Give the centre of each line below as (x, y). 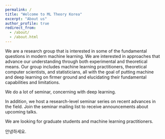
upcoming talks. (21, 111)
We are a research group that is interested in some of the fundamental (76, 51)
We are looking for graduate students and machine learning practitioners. (79, 121)
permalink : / (18, 10)
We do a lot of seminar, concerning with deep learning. (61, 92)
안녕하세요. (16, 131)
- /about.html (24, 37)
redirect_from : (21, 28)
